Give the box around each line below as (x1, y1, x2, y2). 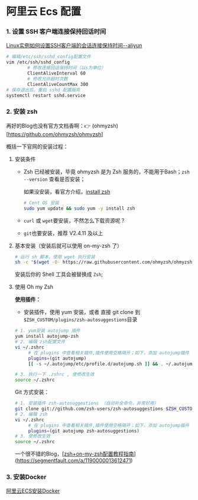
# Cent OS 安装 (23, 200, 59, 206)
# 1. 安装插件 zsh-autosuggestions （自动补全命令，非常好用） (14, 400, 159, 406)
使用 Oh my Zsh (14, 283, 53, 290)
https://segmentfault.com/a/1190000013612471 (17, 457, 131, 464)
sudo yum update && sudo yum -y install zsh (23, 205, 135, 211)
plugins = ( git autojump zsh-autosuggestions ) (28, 428, 140, 434)
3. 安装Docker (6, 473, 47, 481)
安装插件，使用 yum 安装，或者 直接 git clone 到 (23, 309, 141, 316)
